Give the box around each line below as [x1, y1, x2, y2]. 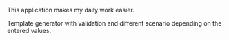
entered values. [7, 27, 52, 34]
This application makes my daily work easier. [7, 6, 135, 14]
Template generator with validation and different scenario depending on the [7, 19, 222, 27]
